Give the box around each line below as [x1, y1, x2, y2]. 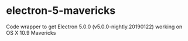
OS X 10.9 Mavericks [6, 29, 56, 36]
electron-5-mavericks [6, 4, 116, 17]
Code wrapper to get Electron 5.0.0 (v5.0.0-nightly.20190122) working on [6, 23, 183, 30]
